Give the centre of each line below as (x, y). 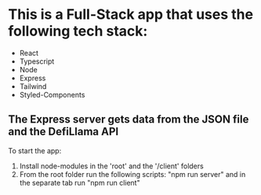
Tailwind (33, 86)
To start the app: (35, 150)
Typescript (37, 61)
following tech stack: (78, 31)
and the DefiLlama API (63, 132)
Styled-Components (52, 94)
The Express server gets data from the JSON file (129, 120)
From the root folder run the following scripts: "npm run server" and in (132, 174)
